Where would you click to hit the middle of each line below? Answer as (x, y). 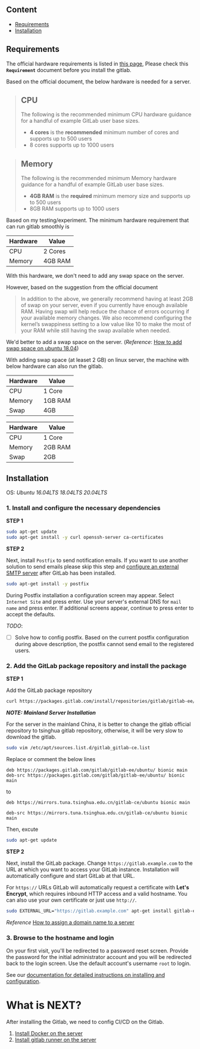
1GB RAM (57, 401)
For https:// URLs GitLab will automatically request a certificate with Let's (98, 887)
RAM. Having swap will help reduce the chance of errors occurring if (105, 312)
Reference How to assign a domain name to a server (71, 922)
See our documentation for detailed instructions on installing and (86, 975)
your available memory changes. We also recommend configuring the (106, 318)
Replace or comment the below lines (51, 759)
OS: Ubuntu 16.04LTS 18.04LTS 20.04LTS (57, 493)
